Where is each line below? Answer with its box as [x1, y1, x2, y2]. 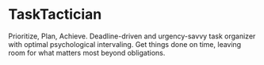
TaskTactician [8, 5, 102, 23]
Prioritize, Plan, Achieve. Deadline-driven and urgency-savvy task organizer [8, 31, 256, 41]
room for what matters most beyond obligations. [8, 48, 166, 57]
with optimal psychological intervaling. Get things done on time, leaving [8, 39, 242, 49]
